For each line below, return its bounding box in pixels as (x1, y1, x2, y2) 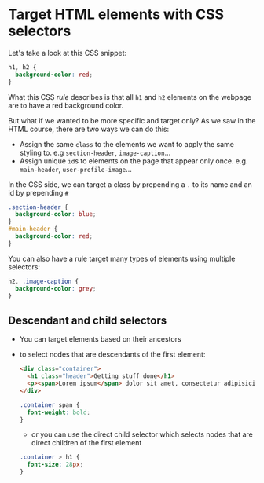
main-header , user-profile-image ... (19, 164, 132, 174)
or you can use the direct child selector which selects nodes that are (31, 430, 253, 439)
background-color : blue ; (15, 210, 97, 218)
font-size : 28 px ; (27, 461, 84, 469)
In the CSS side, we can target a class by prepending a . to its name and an (8, 179, 253, 189)
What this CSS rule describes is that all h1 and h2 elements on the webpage (8, 92, 251, 101)
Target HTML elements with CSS (8, 5, 225, 24)
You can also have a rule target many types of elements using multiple (8, 254, 236, 263)
